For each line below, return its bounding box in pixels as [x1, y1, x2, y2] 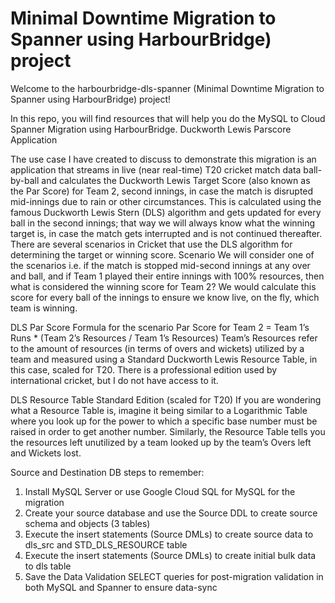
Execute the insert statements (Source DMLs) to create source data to [24, 528, 314, 540]
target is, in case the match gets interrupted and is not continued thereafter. [10, 227, 323, 239]
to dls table [24, 560, 72, 572]
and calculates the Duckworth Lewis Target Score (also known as [41, 174, 311, 186]
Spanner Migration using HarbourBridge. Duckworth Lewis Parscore [10, 123, 292, 135]
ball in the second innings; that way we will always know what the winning [10, 217, 316, 229]
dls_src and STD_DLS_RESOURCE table [24, 538, 188, 551]
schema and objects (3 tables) [24, 517, 151, 529]
